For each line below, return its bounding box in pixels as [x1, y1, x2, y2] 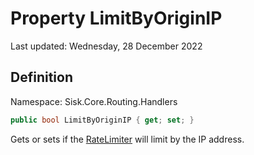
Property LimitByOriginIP [10, 7, 223, 30]
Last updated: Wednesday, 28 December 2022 [10, 40, 203, 52]
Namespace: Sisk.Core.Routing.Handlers [10, 95, 178, 107]
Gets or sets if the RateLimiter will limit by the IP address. [10, 133, 245, 145]
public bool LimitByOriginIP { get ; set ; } [10, 115, 195, 125]
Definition [10, 69, 73, 86]
